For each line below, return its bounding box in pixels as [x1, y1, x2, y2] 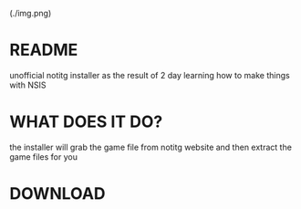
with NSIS [9, 79, 47, 90]
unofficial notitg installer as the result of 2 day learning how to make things [9, 69, 290, 80]
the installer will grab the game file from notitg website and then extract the [9, 141, 292, 152]
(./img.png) [9, 8, 52, 18]
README [9, 40, 78, 60]
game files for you [9, 151, 78, 162]
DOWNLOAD [9, 183, 107, 204]
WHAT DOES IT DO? [9, 111, 163, 132]
